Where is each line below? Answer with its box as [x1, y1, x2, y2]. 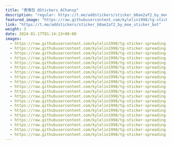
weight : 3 [5, 27, 27, 32]
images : [5, 37, 22, 42]
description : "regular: [5, 12, 56, 17]
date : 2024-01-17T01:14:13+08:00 [5, 31, 77, 37]
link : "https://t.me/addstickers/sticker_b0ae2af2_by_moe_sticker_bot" [5, 22, 161, 27]
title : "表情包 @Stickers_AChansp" [5, 7, 79, 13]
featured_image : [5, 17, 40, 22]
